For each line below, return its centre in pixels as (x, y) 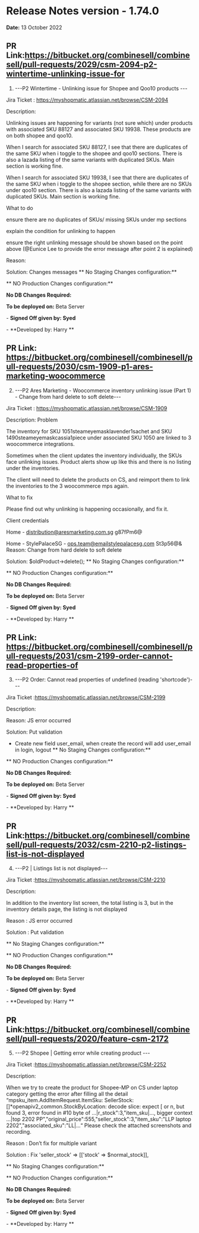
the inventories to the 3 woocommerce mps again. (68, 486)
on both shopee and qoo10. (40, 136)
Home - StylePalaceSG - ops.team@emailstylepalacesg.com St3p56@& (94, 543)
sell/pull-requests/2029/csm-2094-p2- (82, 65)
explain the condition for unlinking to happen (61, 231)
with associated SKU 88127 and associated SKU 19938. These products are (99, 129)
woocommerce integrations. (41, 443)
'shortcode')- (176, 680)
